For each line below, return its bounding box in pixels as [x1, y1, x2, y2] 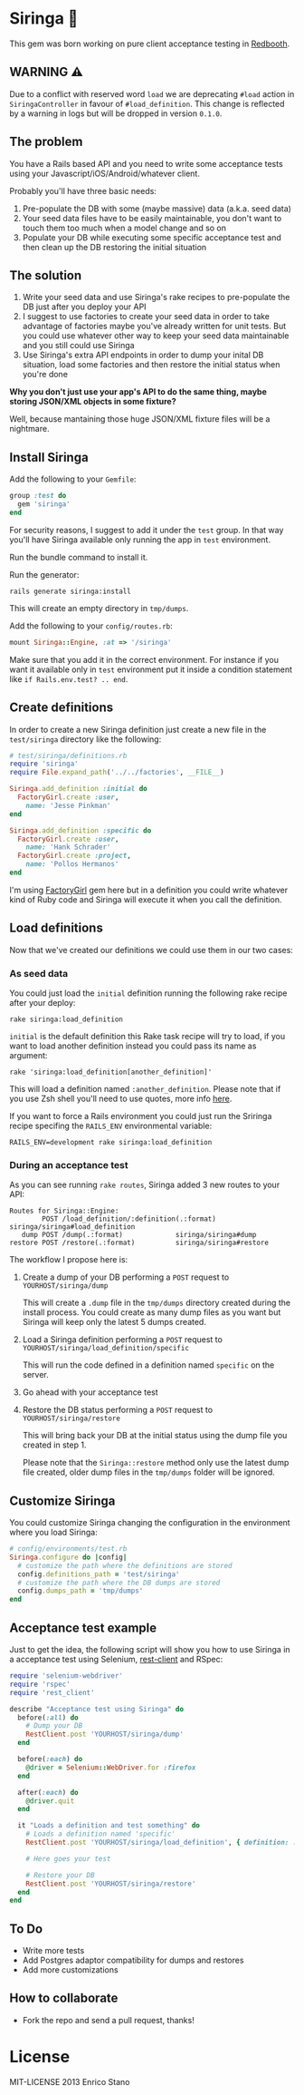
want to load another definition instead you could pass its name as [9, 1040, 257, 1051]
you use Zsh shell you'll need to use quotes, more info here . [9, 1093, 233, 1104]
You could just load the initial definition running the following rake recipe [9, 988, 288, 999]
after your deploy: [9, 997, 76, 1008]
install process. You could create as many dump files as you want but [22, 1307, 281, 1318]
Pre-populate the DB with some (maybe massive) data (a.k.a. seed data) [22, 203, 292, 214]
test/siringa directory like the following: [9, 734, 162, 745]
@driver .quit [25, 1796, 75, 1806]
